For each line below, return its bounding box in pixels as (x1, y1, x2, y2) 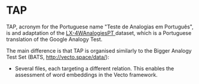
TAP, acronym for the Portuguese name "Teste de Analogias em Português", (6, 23, 194, 30)
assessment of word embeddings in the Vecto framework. (14, 71, 158, 78)
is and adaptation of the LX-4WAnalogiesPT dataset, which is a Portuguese (6, 29, 192, 36)
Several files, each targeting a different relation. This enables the (14, 64, 174, 72)
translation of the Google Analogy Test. (6, 35, 103, 43)
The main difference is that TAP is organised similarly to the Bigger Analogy (6, 47, 192, 54)
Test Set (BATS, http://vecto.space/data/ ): (6, 53, 109, 60)
